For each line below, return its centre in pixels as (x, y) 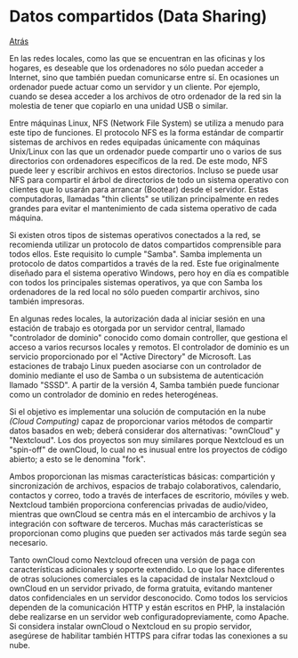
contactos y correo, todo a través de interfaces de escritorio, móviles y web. (149, 495)
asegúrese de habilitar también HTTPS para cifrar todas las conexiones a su (149, 636)
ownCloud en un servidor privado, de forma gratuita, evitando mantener (141, 588)
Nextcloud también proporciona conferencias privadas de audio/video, (139, 505)
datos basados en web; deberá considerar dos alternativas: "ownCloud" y (145, 431)
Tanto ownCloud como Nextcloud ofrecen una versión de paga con (133, 560)
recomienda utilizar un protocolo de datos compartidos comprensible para (145, 244)
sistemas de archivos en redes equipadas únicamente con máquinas (135, 142)
